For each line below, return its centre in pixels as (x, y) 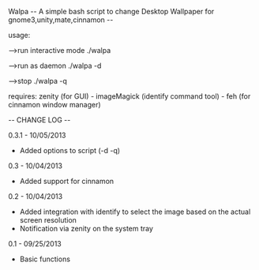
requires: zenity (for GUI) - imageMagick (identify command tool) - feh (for (129, 96)
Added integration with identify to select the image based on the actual (135, 212)
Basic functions (45, 259)
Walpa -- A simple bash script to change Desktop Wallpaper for (111, 11)
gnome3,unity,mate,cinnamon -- (61, 20)
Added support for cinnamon (67, 181)
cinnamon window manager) (54, 105)
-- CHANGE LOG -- (39, 120)
